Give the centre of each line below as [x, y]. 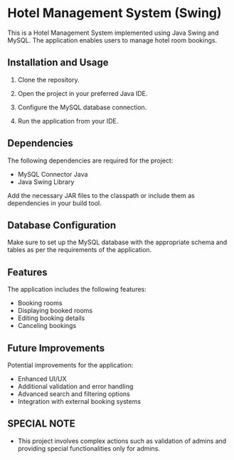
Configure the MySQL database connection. [82, 107]
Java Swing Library [46, 182]
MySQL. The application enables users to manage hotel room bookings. [112, 40]
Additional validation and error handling [75, 386]
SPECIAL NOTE [42, 424]
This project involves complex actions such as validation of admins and [122, 441]
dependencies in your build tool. [54, 203]
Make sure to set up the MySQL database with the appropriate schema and [117, 242]
